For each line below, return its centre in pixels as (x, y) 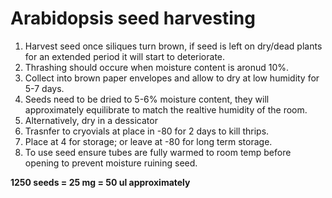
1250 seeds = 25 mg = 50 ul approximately (100, 182)
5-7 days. (44, 88)
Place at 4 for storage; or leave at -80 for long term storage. (148, 141)
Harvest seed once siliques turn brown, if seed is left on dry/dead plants (173, 46)
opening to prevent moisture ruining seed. (111, 163)
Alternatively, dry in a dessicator (91, 120)
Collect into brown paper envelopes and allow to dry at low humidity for (172, 78)
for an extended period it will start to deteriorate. (125, 56)
